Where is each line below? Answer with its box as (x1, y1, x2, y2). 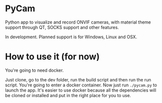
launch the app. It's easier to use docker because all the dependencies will (5, 87, 156, 93)
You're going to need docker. (5, 67, 64, 73)
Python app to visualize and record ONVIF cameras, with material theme (5, 19, 151, 25)
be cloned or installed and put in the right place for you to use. (5, 92, 131, 98)
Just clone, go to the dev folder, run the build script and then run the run (5, 77, 151, 82)
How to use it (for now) (5, 51, 100, 62)
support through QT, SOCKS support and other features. (5, 24, 119, 30)
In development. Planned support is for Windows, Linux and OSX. (5, 34, 137, 40)
